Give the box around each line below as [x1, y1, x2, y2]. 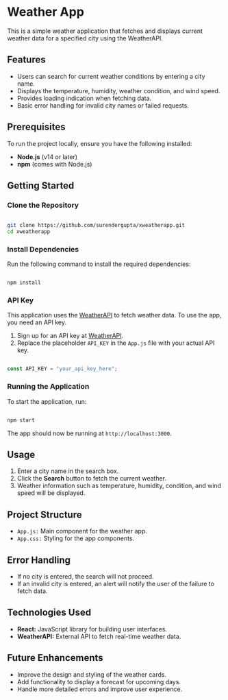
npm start [7, 416, 36, 424]
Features [7, 54, 46, 66]
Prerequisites [7, 121, 66, 133]
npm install [7, 279, 41, 287]
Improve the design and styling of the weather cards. [16, 670, 167, 679]
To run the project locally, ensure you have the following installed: [7, 139, 192, 147]
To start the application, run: [7, 397, 87, 405]
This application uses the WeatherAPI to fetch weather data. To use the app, [7, 311, 222, 319]
